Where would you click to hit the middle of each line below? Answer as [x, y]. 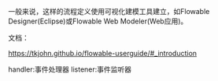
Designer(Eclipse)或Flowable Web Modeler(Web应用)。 [98, 21]
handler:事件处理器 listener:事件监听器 [70, 69]
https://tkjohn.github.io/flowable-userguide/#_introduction [103, 53]
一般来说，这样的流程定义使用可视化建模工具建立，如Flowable [109, 11]
